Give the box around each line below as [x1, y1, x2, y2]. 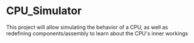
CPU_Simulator [6, 4, 82, 18]
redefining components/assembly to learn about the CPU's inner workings [6, 29, 189, 37]
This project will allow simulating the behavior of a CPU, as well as [6, 24, 168, 31]
